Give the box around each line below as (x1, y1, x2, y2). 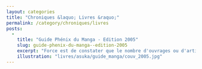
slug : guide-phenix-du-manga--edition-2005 (17, 43, 128, 49)
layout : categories (6, 8, 55, 15)
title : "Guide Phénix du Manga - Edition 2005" (17, 37, 138, 43)
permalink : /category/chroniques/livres (6, 20, 109, 26)
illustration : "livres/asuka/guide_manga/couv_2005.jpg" (17, 53, 163, 59)
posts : (6, 25, 23, 32)
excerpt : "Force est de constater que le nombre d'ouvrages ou (17, 48, 179, 54)
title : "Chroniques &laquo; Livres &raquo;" (6, 14, 120, 20)
